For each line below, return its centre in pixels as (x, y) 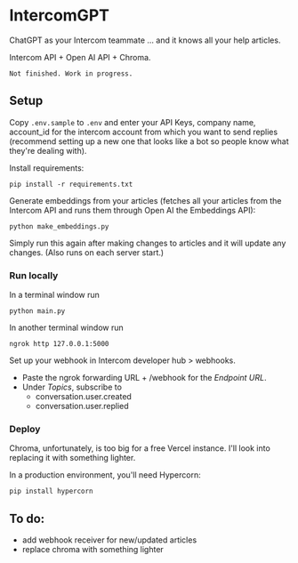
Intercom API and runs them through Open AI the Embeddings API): (133, 210)
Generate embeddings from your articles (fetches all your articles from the (145, 200)
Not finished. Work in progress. (71, 73)
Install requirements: (47, 168)
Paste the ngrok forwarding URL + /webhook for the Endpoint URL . (144, 378)
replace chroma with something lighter (93, 550)
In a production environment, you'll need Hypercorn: (105, 475)
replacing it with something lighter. (72, 458)
